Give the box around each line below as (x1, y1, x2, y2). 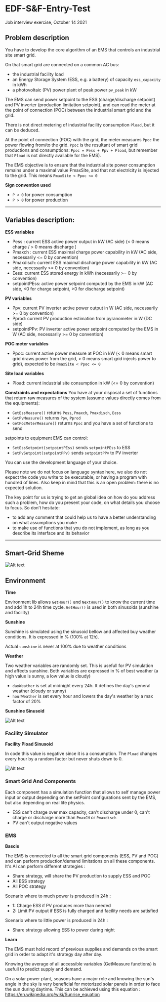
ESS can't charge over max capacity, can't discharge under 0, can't (12, 809, 150, 815)
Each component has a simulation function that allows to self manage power (5, 789, 161, 795)
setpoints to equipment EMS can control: (5, 435, 88, 441)
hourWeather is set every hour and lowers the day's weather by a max (12, 693, 153, 699)
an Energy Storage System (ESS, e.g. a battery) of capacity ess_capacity (12, 76, 161, 82)
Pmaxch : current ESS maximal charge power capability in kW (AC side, (12, 249, 158, 255)
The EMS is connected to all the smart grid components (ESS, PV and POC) (5, 853, 159, 859)
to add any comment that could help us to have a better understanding (12, 514, 156, 520)
